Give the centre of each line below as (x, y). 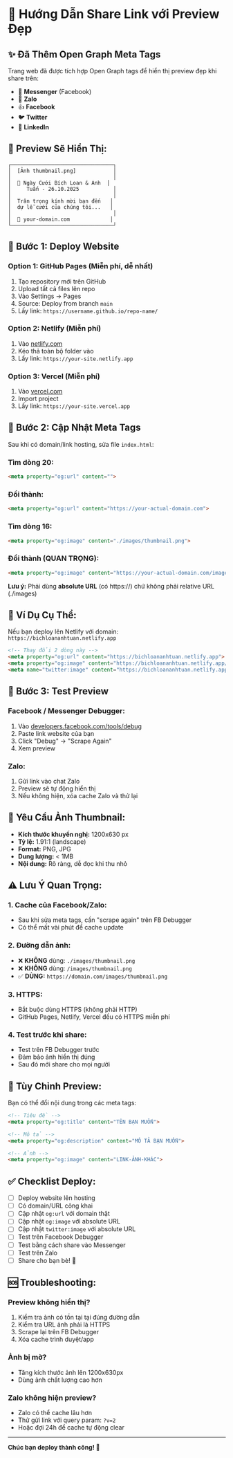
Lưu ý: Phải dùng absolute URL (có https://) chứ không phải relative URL (111, 586)
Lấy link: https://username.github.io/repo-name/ (88, 311)
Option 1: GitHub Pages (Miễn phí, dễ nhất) (81, 266)
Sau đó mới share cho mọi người (64, 1064)
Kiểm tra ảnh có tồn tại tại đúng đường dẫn (79, 1318)
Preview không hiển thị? (49, 1302)
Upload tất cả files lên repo (56, 288)
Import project (38, 399)
